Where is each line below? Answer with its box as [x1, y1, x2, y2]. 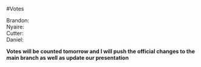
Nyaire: [6, 24, 24, 30]
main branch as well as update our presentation [6, 54, 129, 61]
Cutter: [6, 30, 24, 37]
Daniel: [6, 36, 24, 43]
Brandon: [6, 17, 29, 24]
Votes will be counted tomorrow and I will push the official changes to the [6, 48, 196, 55]
